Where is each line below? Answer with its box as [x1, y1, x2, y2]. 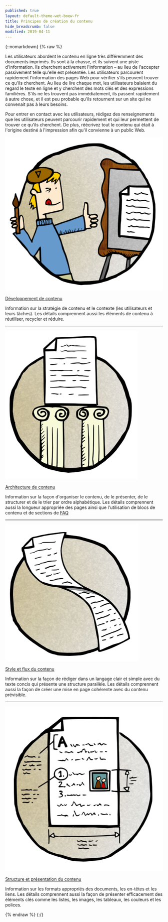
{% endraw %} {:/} [5, 911, 43, 917]
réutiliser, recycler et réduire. [5, 316, 64, 322]
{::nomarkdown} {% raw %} [5, 44, 62, 50]
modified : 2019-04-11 [5, 29, 50, 35]
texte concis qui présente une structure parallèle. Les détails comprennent [5, 681, 158, 687]
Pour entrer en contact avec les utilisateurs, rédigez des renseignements [5, 111, 155, 117]
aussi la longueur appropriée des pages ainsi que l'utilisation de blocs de [5, 504, 155, 510]
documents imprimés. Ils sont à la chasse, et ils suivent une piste [5, 59, 139, 65]
